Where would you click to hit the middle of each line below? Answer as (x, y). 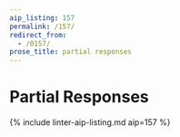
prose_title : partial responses (70, 52)
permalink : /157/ (42, 26)
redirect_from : (38, 35)
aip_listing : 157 (42, 18)
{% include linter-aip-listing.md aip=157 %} (90, 122)
